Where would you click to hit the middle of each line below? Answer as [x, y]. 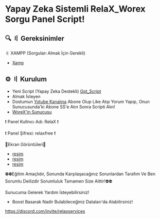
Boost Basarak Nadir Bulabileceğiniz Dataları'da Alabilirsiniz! [72, 202]
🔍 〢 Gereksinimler [35, 38]
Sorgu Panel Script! [45, 19]
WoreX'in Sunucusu [32, 112]
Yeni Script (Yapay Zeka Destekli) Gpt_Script [56, 91]
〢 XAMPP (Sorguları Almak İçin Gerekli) [45, 53]
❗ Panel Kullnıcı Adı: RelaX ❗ [32, 121]
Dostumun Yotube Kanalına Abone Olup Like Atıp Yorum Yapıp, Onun [81, 101]
